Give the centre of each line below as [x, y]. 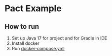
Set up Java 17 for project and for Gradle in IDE [59, 38]
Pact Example [33, 9]
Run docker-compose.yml [38, 48]
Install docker [26, 43]
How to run [22, 27]
